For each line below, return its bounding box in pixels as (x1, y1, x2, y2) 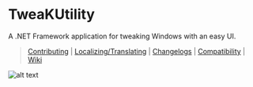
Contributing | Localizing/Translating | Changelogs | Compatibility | (27, 46, 246, 56)
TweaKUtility (8, 5, 95, 24)
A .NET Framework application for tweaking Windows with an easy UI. (8, 31, 236, 41)
